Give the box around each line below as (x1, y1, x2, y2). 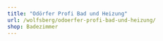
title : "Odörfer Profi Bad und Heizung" (7, 10, 128, 17)
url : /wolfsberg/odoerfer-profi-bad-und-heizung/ (7, 17, 157, 24)
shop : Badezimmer (7, 23, 59, 30)
